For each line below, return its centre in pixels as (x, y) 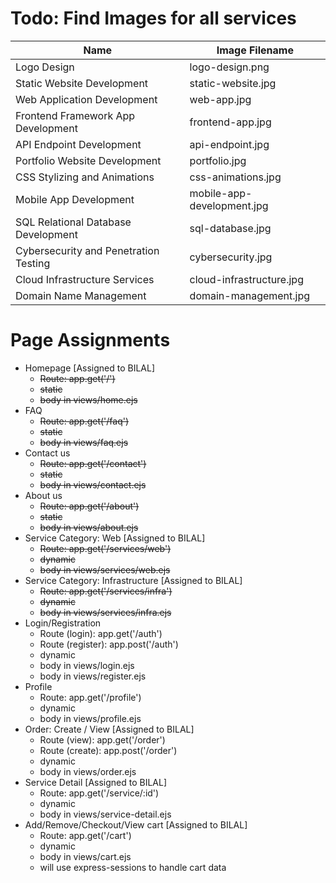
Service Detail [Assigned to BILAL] (96, 782)
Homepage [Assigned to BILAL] (90, 368)
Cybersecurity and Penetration (87, 250)
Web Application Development (86, 99)
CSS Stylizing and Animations (85, 177)
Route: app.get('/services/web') (105, 548)
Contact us (47, 453)
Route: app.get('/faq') (84, 421)
